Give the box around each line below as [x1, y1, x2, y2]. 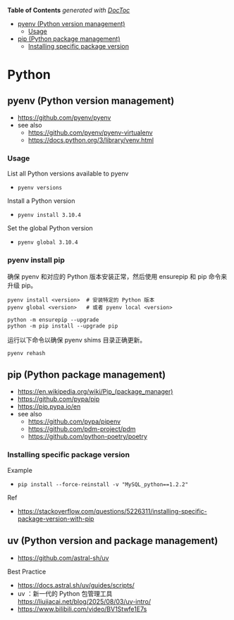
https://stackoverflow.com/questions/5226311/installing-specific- [17, 507, 207, 515]
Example [7, 466, 33, 474]
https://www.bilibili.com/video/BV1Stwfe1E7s [17, 604, 147, 613]
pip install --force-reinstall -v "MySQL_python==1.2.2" [17, 480, 189, 488]
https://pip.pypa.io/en [17, 402, 81, 411]
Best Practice [7, 567, 47, 576]
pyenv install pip [7, 255, 66, 265]
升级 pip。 [7, 281, 37, 290]
